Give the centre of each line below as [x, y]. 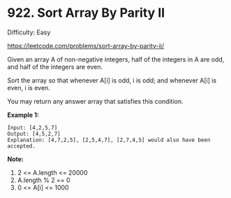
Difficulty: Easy [29, 32]
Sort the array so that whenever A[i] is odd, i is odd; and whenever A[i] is [112, 80]
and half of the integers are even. [55, 66]
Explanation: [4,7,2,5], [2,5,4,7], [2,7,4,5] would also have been [109, 140]
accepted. [22, 146]
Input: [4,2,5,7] [32, 127]
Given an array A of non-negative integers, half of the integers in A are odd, [116, 59]
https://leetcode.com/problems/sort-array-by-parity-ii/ [86, 45]
